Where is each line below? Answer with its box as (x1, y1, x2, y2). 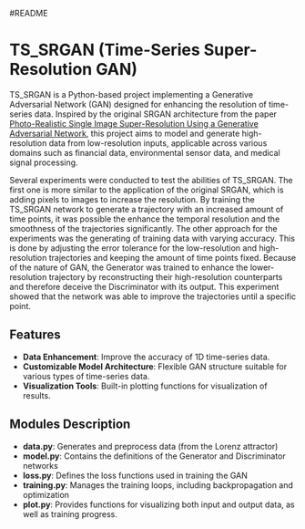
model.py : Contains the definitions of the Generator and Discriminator (22, 451, 286, 462)
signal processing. (9, 157, 79, 168)
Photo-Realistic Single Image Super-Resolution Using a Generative (9, 118, 259, 129)
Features (9, 327, 61, 343)
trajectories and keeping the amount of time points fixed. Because (48, 252, 297, 263)
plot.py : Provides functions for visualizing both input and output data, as (22, 499, 295, 510)
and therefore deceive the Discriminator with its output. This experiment (9, 281, 280, 292)
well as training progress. (22, 508, 118, 519)
